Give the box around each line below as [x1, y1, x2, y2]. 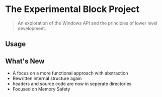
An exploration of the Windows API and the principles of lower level [17, 20, 157, 26]
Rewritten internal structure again [12, 75, 82, 81]
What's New [5, 56, 45, 65]
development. [17, 25, 46, 31]
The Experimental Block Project [5, 3, 140, 15]
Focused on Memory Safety [12, 86, 70, 92]
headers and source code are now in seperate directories [12, 81, 132, 87]
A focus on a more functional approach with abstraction [12, 70, 128, 76]
